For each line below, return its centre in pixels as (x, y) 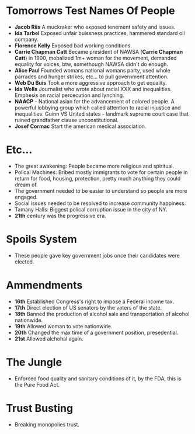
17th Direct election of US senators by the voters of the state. (88, 307)
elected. (24, 262)
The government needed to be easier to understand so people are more (101, 190)
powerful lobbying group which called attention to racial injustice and (97, 107)
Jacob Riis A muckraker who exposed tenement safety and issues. (95, 27)
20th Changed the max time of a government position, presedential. (96, 332)
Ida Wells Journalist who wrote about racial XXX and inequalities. (93, 89)
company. (27, 39)
